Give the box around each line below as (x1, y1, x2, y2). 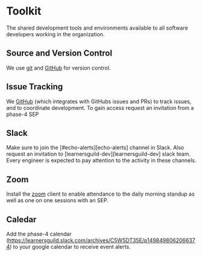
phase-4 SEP (6, 110, 39, 118)
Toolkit (6, 4, 42, 18)
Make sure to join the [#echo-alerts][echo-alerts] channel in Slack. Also (6, 144, 185, 152)
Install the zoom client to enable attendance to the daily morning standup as (6, 190, 195, 197)
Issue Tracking (6, 82, 63, 92)
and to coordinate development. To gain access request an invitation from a (6, 104, 194, 111)
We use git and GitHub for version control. (6, 64, 111, 71)
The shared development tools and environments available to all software (6, 24, 188, 31)
